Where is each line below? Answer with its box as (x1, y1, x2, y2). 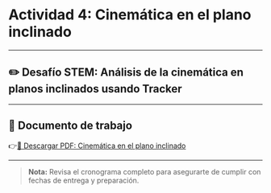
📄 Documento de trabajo (8, 119, 133, 133)
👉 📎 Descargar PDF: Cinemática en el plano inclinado (8, 141, 186, 150)
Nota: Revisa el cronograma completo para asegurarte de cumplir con (27, 166, 261, 176)
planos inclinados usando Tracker (8, 82, 183, 96)
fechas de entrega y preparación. (27, 175, 140, 185)
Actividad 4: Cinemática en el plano (8, 6, 252, 24)
